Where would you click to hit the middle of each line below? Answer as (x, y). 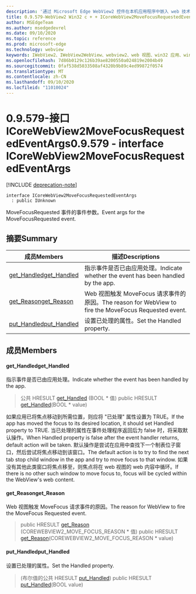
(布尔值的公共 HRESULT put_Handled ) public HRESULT (86, 578)
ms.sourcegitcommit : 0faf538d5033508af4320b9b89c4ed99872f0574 (85, 66)
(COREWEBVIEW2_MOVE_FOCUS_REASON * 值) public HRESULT (99, 532)
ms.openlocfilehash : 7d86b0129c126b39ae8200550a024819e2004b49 (85, 60)
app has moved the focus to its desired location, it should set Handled (90, 423)
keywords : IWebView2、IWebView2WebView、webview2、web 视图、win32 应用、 (95, 55)
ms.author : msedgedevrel (36, 28)
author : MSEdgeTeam (30, 22)
